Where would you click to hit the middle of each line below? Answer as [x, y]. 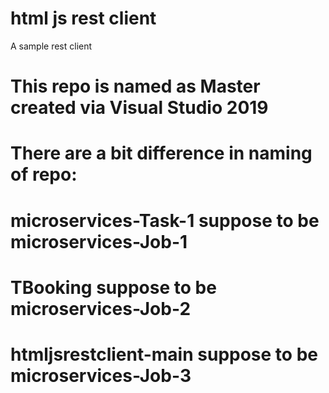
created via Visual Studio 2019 [139, 108]
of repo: [44, 174]
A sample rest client [51, 46]
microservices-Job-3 [101, 375]
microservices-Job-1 [99, 241]
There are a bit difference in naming [161, 153]
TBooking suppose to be [113, 287]
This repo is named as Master [135, 86]
